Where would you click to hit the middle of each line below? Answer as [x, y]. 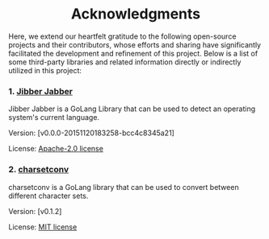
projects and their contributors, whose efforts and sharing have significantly [134, 44]
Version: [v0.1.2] [35, 211]
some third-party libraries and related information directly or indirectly [125, 62]
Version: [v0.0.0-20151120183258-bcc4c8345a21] [92, 133]
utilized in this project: [45, 70]
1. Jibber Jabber [40, 91]
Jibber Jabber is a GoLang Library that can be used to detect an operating [132, 109]
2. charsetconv [39, 170]
